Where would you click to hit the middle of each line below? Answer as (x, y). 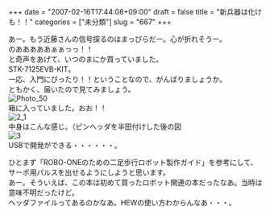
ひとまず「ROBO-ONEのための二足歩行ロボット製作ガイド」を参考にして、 (133, 162)
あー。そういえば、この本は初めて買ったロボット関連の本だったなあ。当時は (135, 182)
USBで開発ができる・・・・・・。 (65, 145)
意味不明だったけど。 (44, 192)
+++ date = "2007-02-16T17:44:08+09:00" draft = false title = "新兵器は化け (135, 12)
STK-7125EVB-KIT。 (42, 69)
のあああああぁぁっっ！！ (51, 49)
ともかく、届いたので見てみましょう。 (72, 89)
